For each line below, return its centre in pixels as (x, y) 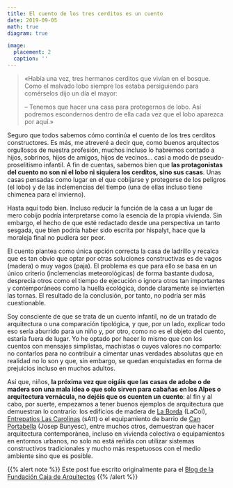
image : (17, 46)
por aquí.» (39, 121)
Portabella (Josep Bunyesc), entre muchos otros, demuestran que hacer (111, 426)
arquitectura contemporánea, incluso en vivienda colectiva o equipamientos (116, 434)
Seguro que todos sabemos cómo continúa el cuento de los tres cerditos (111, 135)
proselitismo (25, 165)
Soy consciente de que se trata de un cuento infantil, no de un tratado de (112, 316)
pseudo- (212, 157)
